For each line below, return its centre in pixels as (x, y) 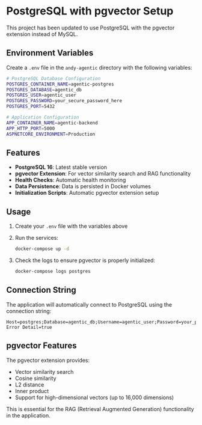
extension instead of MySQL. (42, 34)
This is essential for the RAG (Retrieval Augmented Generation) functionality (100, 409)
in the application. (29, 415)
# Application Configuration (43, 117)
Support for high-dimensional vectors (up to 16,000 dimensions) (94, 397)
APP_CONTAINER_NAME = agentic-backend (52, 123)
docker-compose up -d (42, 249)
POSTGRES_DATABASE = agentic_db (44, 90)
